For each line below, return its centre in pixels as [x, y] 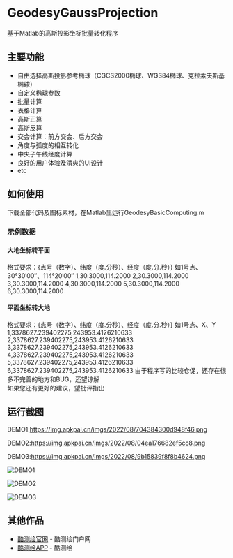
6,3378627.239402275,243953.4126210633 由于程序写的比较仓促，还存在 [114, 370]
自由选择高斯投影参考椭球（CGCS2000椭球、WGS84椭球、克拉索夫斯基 [121, 75]
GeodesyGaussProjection [83, 13]
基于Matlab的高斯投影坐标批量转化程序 [63, 33]
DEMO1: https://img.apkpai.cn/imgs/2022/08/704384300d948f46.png [107, 429]
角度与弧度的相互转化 [48, 145]
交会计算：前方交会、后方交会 [60, 136]
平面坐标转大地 [29, 308]
